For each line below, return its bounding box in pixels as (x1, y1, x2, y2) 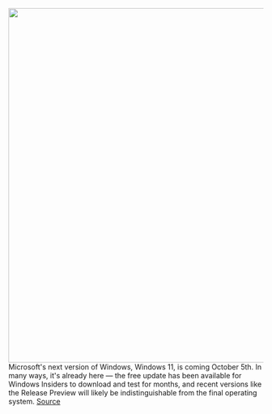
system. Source (8, 397, 61, 406)
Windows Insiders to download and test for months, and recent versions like (8, 379, 262, 389)
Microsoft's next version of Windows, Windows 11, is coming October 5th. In (8, 362, 262, 372)
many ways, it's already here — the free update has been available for (8, 371, 242, 380)
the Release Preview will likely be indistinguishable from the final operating (8, 388, 257, 397)
